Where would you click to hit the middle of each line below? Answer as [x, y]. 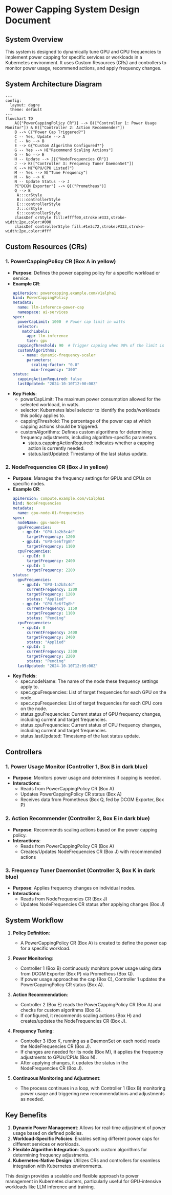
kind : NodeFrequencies [37, 503]
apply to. [30, 686]
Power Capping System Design [72, 10]
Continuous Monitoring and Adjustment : [57, 1078]
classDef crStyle [33, 218]
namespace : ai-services [43, 312]
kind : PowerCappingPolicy [40, 298]
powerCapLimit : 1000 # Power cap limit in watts [71, 322]
